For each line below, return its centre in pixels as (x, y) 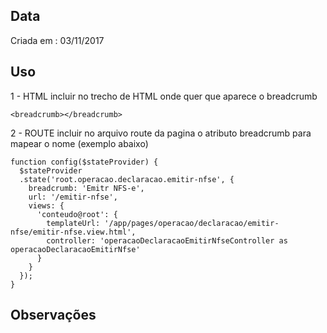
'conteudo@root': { (77, 214)
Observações (53, 315)
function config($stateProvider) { (84, 162)
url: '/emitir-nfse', (73, 197)
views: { (46, 205)
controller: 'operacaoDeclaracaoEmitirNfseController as (167, 240)
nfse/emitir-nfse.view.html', (73, 232)
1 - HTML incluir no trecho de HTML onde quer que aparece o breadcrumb (164, 96)
